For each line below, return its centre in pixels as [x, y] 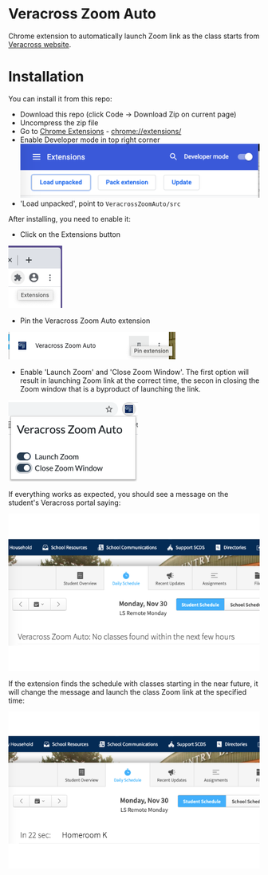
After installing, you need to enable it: [70, 219]
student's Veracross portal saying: [65, 503]
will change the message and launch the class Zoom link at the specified [128, 692]
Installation [46, 77]
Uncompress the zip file [59, 122]
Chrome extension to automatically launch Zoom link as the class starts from [134, 36]
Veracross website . [40, 44]
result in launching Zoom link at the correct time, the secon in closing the [140, 380]
